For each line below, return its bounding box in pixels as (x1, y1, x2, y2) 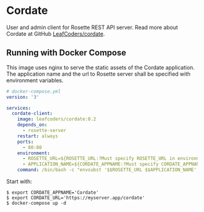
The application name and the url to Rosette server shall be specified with (6, 70, 191, 78)
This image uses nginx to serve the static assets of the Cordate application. (6, 64, 195, 71)
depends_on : (17, 122, 47, 128)
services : (6, 105, 32, 111)
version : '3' (6, 94, 39, 100)
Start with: (6, 178, 32, 185)
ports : (17, 139, 34, 145)
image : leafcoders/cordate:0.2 (17, 116, 97, 122)
